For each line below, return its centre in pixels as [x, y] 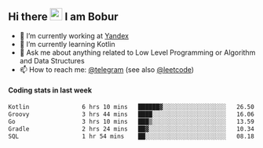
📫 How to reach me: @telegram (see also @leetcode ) [107, 69]
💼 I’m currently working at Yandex [74, 35]
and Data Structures [52, 60]
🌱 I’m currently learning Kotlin [67, 44]
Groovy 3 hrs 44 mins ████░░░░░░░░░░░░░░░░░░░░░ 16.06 [131, 114]
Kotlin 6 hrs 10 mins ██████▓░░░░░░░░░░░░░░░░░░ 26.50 [131, 107]
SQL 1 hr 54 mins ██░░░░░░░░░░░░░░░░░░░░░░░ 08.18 [131, 136]
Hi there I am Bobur [64, 17]
